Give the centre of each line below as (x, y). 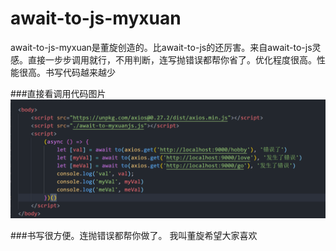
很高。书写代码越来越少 (67, 72)
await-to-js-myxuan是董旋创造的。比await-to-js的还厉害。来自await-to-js (161, 47)
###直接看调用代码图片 (58, 93)
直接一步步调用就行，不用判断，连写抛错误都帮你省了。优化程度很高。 (172, 59)
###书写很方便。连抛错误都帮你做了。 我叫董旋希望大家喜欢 (134, 235)
